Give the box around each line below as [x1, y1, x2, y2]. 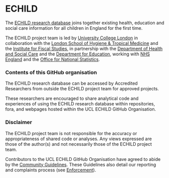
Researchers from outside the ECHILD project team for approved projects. [5, 86, 159, 92]
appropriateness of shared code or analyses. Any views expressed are [5, 136, 152, 142]
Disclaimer [5, 119, 32, 126]
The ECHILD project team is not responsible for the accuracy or [5, 130, 137, 136]
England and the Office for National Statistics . [5, 56, 100, 62]
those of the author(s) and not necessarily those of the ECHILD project [5, 141, 152, 147]
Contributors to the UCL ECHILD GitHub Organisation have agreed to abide [5, 156, 161, 162]
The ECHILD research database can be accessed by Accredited [5, 80, 138, 86]
